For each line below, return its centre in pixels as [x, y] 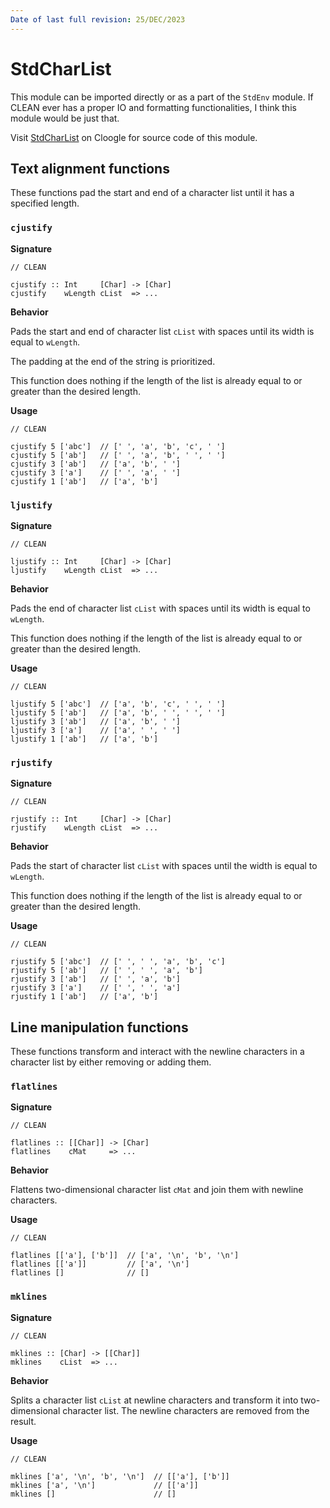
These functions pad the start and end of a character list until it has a [152, 193]
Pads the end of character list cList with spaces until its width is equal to [160, 608]
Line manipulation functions [99, 1027]
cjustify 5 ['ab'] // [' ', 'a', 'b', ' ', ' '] [118, 455]
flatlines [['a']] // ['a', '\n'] [100, 1264]
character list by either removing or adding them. [111, 1062]
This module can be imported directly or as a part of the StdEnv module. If [162, 97]
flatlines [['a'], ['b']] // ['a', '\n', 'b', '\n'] [125, 1256]
